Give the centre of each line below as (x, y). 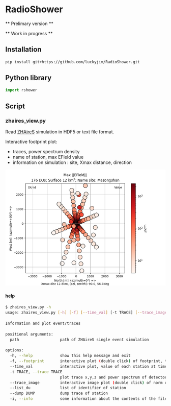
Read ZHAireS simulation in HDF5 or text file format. (60, 132)
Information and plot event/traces (43, 323)
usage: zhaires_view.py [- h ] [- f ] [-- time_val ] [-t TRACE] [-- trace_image (86, 313)
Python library (28, 78)
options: (15, 350)
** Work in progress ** (29, 33)
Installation (23, 50)
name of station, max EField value (48, 157)
